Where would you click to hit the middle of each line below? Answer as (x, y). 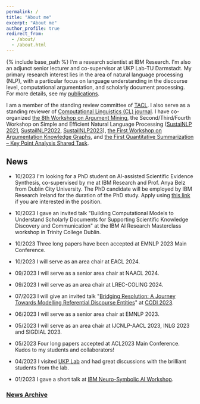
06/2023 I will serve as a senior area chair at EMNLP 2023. (87, 314)
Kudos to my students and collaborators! (65, 350)
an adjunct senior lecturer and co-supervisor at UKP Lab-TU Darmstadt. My (99, 68)
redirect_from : (25, 34)
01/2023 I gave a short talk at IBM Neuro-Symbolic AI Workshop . (94, 379)
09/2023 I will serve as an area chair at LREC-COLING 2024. (89, 284)
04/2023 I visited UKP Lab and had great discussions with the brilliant (100, 361)
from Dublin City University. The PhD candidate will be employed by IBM (103, 189)
